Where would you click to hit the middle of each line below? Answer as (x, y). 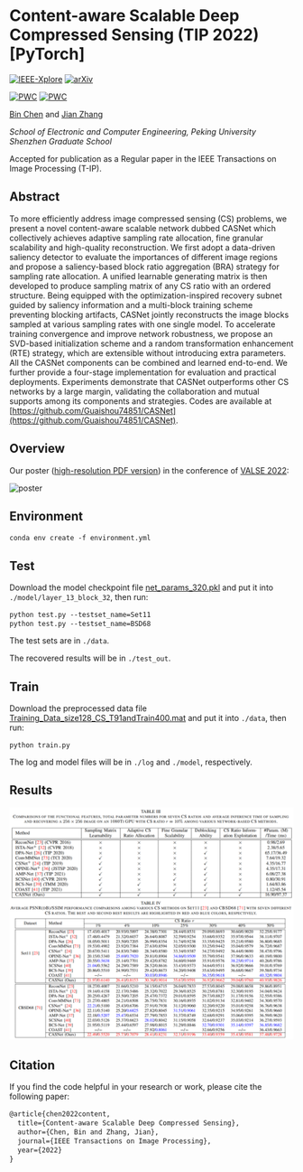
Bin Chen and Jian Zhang (56, 114)
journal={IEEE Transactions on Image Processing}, (115, 1141)
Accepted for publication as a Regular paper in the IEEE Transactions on (143, 158)
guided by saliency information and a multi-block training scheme (131, 305)
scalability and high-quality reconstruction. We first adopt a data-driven (142, 247)
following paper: (40, 1097)
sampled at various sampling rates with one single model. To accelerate (142, 324)
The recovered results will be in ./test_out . (90, 658)
